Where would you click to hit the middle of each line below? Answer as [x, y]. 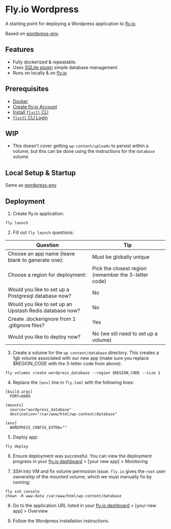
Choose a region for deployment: [47, 275]
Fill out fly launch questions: [43, 232]
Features [20, 50]
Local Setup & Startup [41, 173]
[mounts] [15, 405]
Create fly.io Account [35, 106]
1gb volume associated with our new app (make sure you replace [81, 358]
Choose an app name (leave [41, 254]
